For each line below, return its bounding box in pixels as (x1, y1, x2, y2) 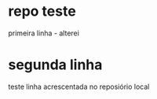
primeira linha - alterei (8, 28, 80, 38)
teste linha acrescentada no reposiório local (8, 82, 150, 91)
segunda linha (8, 56, 103, 74)
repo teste (8, 2, 76, 20)
